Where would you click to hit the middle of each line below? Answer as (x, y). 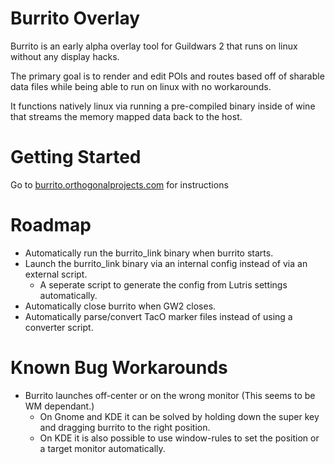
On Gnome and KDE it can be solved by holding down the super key (179, 416)
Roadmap (51, 225)
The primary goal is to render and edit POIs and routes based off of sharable (167, 76)
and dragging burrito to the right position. (125, 427)
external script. (56, 274)
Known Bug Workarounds (119, 368)
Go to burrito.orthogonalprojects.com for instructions (119, 184)
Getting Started (76, 157)
